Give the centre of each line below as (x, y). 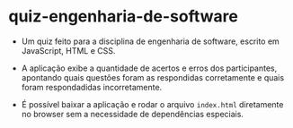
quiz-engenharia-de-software (124, 17)
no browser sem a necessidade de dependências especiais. (133, 114)
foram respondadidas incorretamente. (92, 87)
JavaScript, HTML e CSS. (68, 50)
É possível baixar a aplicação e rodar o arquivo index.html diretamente (152, 104)
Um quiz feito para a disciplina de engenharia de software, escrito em (150, 41)
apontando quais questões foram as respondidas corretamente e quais (153, 77)
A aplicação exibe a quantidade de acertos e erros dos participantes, (149, 68)
